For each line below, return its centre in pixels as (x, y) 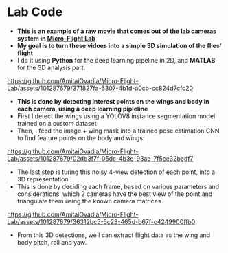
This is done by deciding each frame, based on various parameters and (118, 186)
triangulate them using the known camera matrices (89, 201)
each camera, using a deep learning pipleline (82, 109)
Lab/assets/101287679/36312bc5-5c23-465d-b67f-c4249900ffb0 (101, 221)
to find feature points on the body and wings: (81, 137)
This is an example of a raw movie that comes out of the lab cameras (117, 31)
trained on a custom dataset (57, 123)
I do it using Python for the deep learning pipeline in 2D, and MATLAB (116, 60)
